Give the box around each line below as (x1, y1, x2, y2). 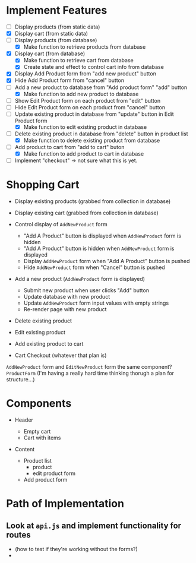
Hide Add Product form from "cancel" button (14, 77, 125, 84)
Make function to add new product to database (23, 90, 139, 97)
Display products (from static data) (14, 23, 100, 30)
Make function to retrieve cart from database (23, 57, 134, 64)
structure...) (6, 376, 35, 383)
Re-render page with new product (23, 306, 107, 313)
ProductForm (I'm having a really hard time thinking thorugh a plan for (6, 369, 174, 377)
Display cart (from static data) (14, 30, 88, 37)
